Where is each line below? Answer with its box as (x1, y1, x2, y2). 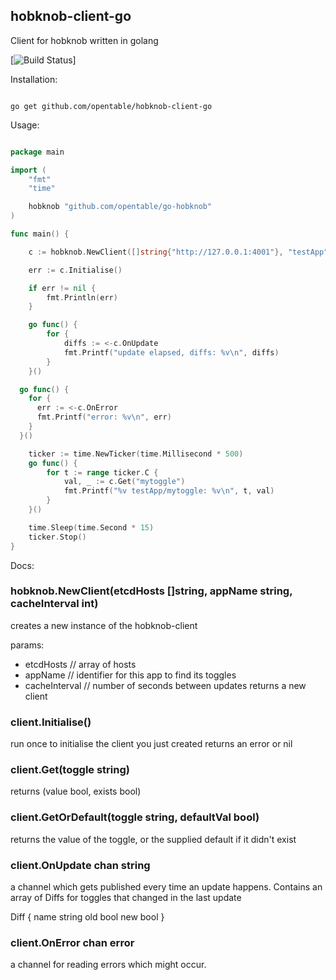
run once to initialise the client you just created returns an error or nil (10, 738, 293, 750)
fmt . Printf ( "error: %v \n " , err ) (36, 412, 172, 423)
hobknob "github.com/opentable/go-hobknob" (28, 202, 213, 212)
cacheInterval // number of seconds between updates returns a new (24, 679, 307, 691)
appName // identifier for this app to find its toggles (24, 669, 237, 681)
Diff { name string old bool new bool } (10, 911, 165, 923)
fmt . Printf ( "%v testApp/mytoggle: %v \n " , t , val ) (63, 486, 275, 496)
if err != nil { (28, 283, 97, 293)
